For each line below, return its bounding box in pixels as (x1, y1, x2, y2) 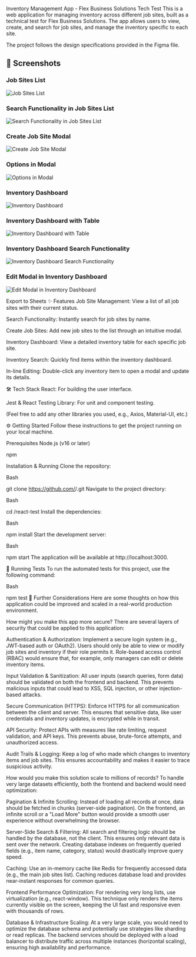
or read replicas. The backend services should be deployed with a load (6, 931, 178, 938)
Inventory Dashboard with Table (6, 216, 100, 224)
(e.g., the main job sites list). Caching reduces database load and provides (6, 871, 187, 878)
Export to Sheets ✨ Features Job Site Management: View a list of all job (6, 297, 180, 304)
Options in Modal (6, 160, 56, 168)
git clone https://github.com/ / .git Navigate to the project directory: (6, 485, 167, 492)
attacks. (22, 691, 42, 698)
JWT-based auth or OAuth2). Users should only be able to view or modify (6, 642, 184, 649)
